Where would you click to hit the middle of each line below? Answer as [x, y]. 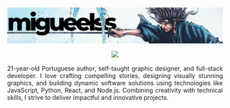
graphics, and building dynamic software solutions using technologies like [115, 83]
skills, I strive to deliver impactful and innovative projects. [88, 97]
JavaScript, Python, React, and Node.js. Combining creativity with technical [115, 90]
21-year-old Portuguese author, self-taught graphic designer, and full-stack [115, 68]
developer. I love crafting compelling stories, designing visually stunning [115, 75]
